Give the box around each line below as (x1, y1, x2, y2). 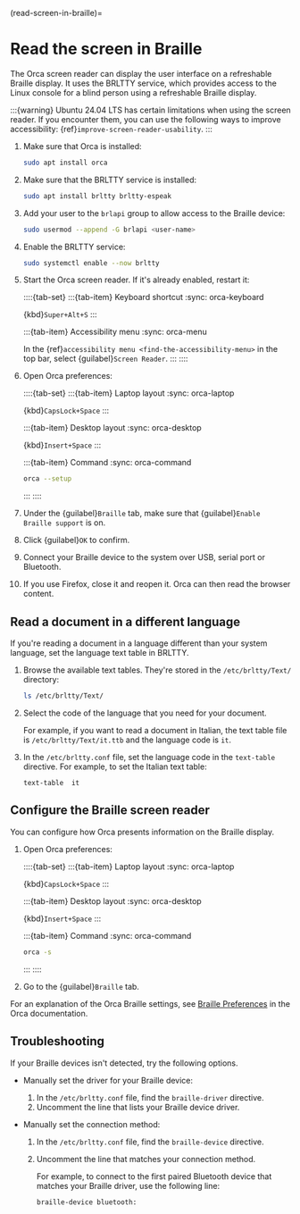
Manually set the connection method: (22, 1118, 161, 1129)
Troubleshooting (10, 1034, 105, 1049)
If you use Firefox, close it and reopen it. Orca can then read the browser (22, 579, 291, 590)
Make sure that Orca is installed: (22, 140, 142, 151)
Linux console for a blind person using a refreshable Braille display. (10, 87, 257, 97)
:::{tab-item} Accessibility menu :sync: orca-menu (22, 326, 208, 338)
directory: (22, 674, 60, 685)
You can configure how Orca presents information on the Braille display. (10, 826, 275, 837)
